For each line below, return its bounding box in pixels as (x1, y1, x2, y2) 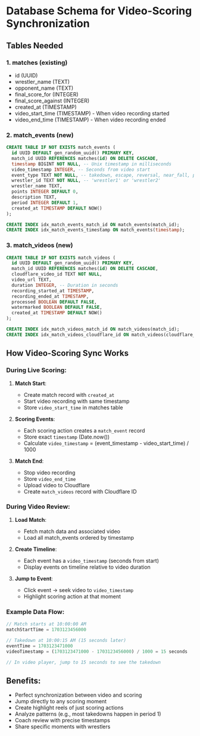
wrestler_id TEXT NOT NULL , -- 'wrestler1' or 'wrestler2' (11, 177, 161, 184)
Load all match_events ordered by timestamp (23, 534, 135, 541)
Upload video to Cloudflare (23, 481, 90, 488)
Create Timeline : (14, 546, 57, 553)
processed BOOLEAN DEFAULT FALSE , (11, 299, 97, 305)
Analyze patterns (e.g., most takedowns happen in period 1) (14, 710, 161, 718)
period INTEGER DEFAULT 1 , (11, 199, 79, 206)
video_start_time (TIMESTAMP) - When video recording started (14, 109, 170, 117)
